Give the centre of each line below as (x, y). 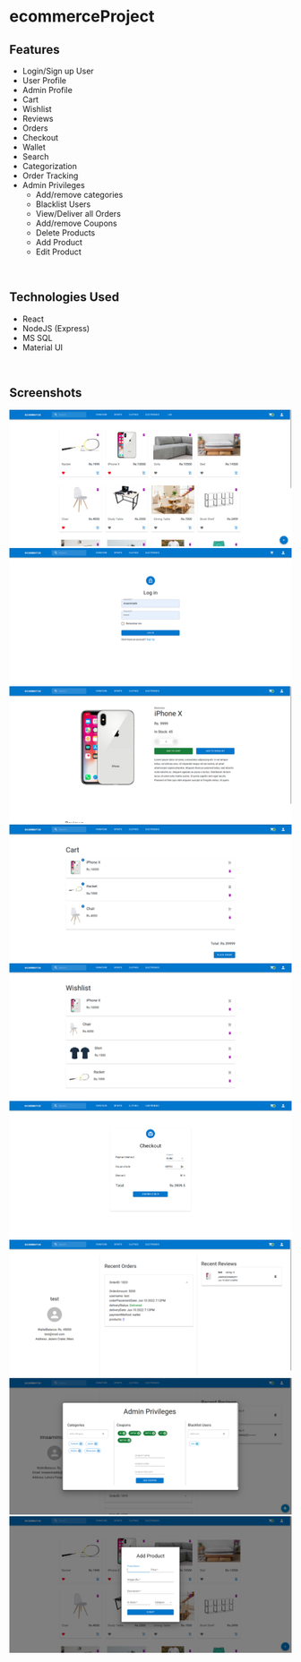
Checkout (40, 137)
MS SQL (37, 338)
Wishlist (37, 109)
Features (34, 50)
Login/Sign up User (58, 71)
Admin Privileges (53, 185)
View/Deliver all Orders (78, 214)
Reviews (38, 119)
